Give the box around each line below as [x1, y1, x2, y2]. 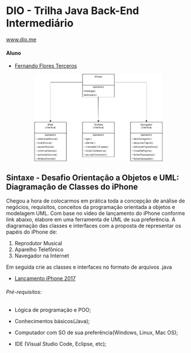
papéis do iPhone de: [6, 228, 57, 235]
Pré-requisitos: [6, 288, 42, 295]
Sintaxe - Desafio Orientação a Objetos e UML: [6, 173, 180, 183]
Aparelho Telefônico [14, 246, 64, 253]
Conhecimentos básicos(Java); [14, 318, 90, 325]
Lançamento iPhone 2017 [14, 275, 76, 282]
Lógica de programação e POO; [14, 306, 91, 314]
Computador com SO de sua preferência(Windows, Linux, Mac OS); [14, 329, 179, 336]
